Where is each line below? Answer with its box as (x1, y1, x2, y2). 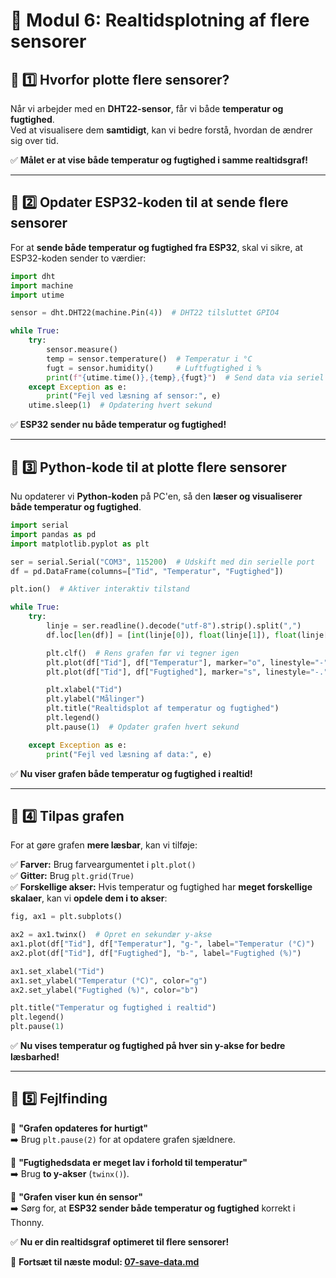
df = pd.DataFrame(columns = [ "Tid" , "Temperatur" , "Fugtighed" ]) (10, 566, 284, 576)
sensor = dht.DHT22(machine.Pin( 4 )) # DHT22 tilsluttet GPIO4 (10, 308, 280, 318)
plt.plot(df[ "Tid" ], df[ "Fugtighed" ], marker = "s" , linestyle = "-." (46, 667, 329, 677)
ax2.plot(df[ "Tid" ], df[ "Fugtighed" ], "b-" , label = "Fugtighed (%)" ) (10, 948, 302, 958)
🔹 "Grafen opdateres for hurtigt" (10, 1122, 149, 1134)
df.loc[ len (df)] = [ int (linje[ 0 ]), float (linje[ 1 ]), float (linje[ (46, 630, 329, 640)
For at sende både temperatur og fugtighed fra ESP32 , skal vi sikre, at (10, 241, 303, 253)
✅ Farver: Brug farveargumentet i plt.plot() (10, 859, 197, 871)
